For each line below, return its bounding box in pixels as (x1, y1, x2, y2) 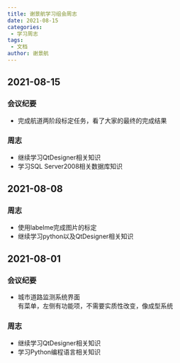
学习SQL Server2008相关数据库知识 (17, 162, 123, 170)
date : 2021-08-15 (7, 17, 59, 24)
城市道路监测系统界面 (17, 293, 80, 301)
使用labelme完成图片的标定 (17, 223, 97, 231)
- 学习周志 (10, 30, 39, 38)
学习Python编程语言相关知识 (17, 347, 101, 356)
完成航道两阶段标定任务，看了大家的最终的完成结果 (17, 116, 167, 125)
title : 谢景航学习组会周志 (7, 10, 78, 18)
